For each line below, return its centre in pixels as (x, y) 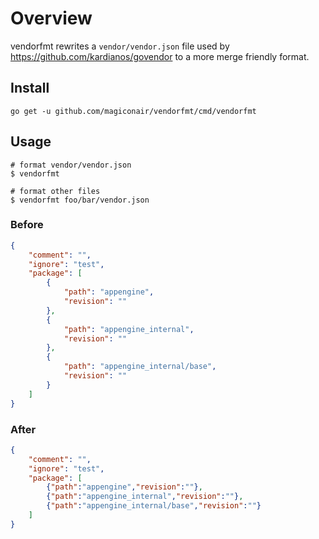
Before (27, 225)
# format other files (55, 191)
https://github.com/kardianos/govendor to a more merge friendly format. (160, 56)
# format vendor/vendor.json (71, 165)
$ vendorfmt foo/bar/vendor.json (80, 200)
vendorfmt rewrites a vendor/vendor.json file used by (120, 46)
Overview (51, 18)
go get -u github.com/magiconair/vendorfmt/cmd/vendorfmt (133, 111)
